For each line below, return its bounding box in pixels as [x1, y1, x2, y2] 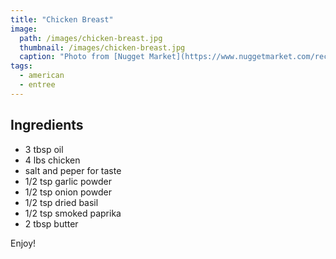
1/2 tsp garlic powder [24, 175, 112, 187]
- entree [19, 80, 56, 90]
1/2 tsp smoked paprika [24, 207, 122, 219]
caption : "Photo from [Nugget [19, 52, 145, 62]
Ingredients [10, 117, 84, 134]
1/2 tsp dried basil [24, 196, 99, 208]
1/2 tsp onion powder [24, 186, 112, 198]
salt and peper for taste [24, 164, 122, 176]
